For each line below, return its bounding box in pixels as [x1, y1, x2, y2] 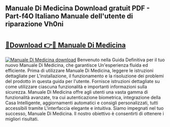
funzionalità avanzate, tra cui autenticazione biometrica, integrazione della [5, 95, 161, 100]
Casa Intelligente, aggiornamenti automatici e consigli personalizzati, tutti [5, 100, 158, 106]
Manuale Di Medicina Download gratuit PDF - [5, 4, 150, 13]
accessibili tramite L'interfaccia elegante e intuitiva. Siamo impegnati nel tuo [5, 105, 164, 111]
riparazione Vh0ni [5, 20, 64, 28]
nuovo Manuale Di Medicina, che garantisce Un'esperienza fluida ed [5, 62, 148, 68]
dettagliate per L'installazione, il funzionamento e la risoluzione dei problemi [5, 73, 164, 79]
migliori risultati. [5, 116, 39, 122]
